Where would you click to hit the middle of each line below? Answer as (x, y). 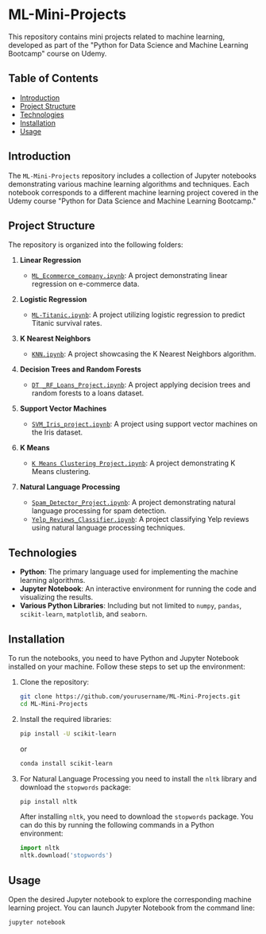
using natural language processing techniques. (108, 528)
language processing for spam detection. (99, 511)
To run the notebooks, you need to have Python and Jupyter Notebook (124, 658)
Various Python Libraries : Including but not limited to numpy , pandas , (131, 606)
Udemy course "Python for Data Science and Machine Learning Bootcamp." (132, 201)
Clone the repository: (54, 682)
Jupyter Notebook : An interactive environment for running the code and (138, 589)
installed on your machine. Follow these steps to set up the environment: (127, 666)
